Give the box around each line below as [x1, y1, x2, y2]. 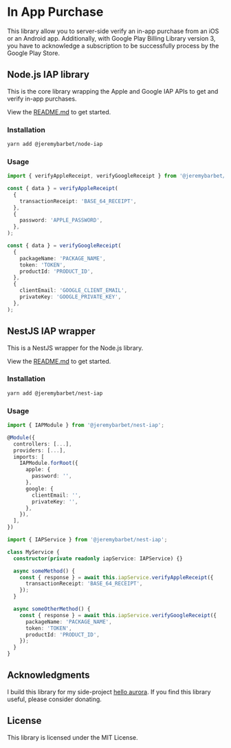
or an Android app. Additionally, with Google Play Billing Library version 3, [7, 34, 216, 42]
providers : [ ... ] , [13, 447, 67, 454]
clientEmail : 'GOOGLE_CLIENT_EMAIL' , [19, 287, 128, 294]
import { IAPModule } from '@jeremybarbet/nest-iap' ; [7, 422, 165, 428]
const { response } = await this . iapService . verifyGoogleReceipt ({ [19, 612, 217, 619]
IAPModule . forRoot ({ [19, 459, 78, 467]
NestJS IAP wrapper [7, 325, 96, 337]
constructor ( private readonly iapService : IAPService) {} [13, 555, 184, 562]
